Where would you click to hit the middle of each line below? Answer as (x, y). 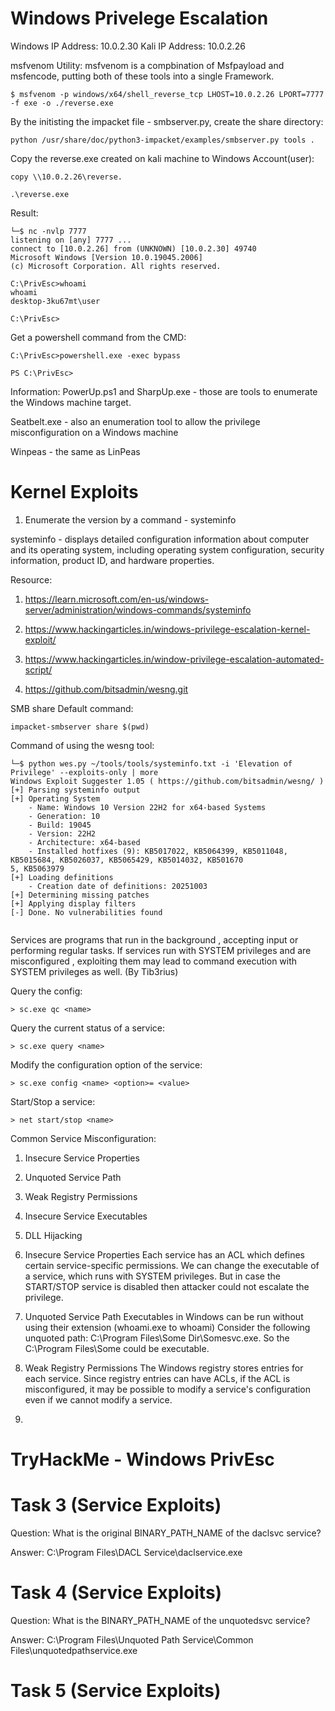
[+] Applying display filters (73, 903)
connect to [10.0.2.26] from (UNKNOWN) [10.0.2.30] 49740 (133, 248)
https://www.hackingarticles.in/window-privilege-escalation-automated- (174, 659)
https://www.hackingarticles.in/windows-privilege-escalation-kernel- (167, 629)
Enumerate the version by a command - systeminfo (130, 519)
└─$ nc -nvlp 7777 (48, 231)
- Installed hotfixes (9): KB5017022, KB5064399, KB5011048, (158, 851)
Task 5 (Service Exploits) (116, 1691)
